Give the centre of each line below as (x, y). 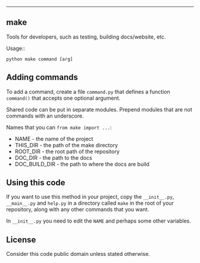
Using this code (36, 183)
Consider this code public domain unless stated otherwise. (78, 254)
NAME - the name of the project (54, 139)
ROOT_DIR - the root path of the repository (67, 151)
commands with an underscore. (45, 116)
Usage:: (16, 48)
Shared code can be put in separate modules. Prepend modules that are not (99, 109)
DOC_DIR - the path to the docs (53, 157)
